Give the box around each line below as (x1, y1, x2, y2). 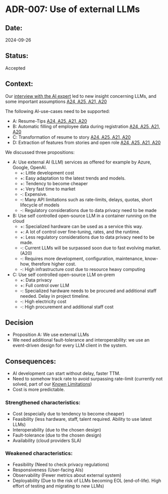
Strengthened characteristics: (5, 399, 80, 406)
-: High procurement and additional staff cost (20, 304, 114, 310)
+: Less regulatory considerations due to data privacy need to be (20, 234, 155, 240)
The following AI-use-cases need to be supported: (5, 108, 110, 114)
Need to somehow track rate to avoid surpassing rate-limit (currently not (12, 376, 163, 382)
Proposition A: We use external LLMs (12, 332, 90, 338)
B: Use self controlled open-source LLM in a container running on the (12, 212, 156, 218)
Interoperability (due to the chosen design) (12, 426, 102, 432)
